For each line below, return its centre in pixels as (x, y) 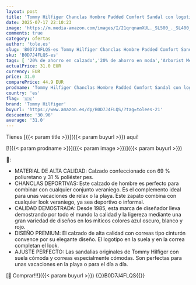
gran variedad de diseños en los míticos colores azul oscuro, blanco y (98, 221)
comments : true (24, 33)
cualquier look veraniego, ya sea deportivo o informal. (79, 202)
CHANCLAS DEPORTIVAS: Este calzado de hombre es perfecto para (97, 183)
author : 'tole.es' (28, 44)
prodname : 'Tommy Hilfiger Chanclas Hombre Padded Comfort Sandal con (94, 88)
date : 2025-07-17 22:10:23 (39, 22)
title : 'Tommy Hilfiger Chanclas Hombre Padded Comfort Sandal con (90, 17)
